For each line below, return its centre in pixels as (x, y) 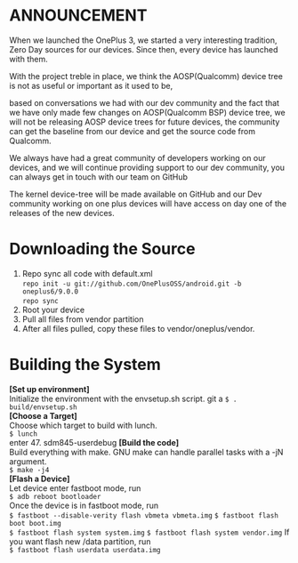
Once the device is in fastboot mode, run (84, 505)
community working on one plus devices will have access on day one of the (148, 203)
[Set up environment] (49, 389)
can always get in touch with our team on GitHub (99, 177)
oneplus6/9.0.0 (50, 291)
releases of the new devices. (62, 213)
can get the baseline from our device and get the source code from (133, 131)
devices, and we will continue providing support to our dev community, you (147, 167)
